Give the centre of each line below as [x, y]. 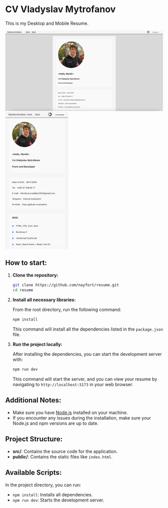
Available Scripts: [34, 473]
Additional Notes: [33, 400]
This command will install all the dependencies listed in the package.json [88, 329]
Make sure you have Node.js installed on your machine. [70, 412]
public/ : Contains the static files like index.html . [62, 456]
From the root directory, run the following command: [67, 310]
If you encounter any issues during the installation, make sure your [82, 418]
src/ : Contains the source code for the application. [65, 451]
